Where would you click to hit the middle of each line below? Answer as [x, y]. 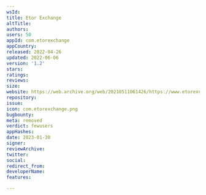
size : [13, 86]
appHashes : [20, 132]
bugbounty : [20, 115]
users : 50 [19, 35]
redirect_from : [26, 166]
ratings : [17, 75]
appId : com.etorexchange [38, 40]
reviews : [17, 80]
